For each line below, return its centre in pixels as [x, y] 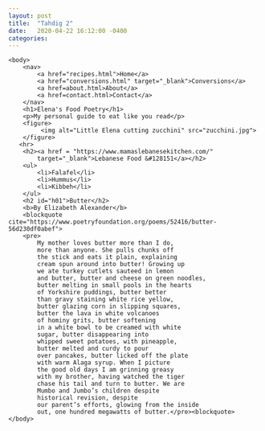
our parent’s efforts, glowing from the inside [118, 405]
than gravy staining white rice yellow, [106, 300]
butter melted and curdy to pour [93, 349]
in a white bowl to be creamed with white [109, 328]
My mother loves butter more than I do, [106, 243]
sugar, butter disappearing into [93, 335]
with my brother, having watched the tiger [111, 377]
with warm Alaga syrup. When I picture [104, 363]
